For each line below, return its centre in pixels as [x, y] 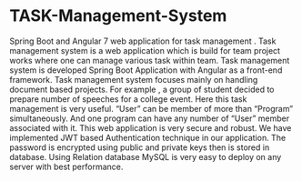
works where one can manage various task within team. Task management [150, 60]
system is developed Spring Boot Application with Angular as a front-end [146, 70]
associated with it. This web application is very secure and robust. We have [151, 127]
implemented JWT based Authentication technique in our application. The [148, 137]
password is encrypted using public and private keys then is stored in [140, 147]
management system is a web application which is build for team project [145, 50]
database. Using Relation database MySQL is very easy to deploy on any [146, 156]
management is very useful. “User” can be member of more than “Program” [151, 108]
